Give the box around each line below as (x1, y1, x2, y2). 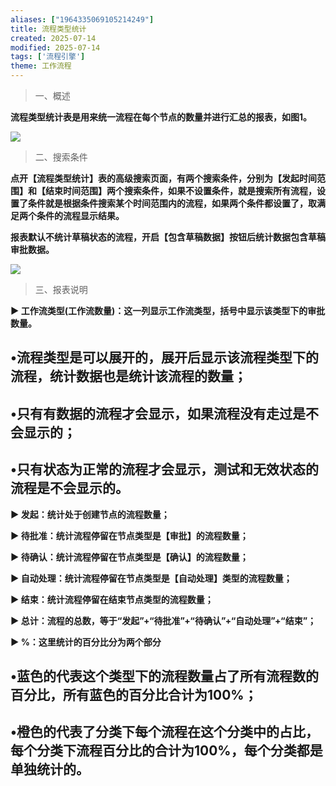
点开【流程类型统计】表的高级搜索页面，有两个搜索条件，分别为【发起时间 (10, 172, 317, 184)
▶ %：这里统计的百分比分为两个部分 (10, 636, 162, 648)
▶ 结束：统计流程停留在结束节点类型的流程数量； (10, 593, 214, 605)
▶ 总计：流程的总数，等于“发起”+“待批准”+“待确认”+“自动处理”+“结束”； (10, 614, 317, 626)
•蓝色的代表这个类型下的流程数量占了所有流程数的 (10, 667, 319, 685)
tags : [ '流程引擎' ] (10, 52, 86, 62)
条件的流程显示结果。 (36, 210, 125, 221)
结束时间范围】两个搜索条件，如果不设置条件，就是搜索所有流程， (44, 185, 317, 196)
